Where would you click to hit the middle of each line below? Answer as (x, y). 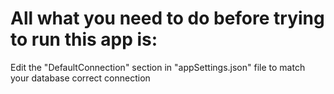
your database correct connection (80, 78)
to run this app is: (84, 39)
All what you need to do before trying (167, 18)
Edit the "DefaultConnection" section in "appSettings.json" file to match (158, 67)
